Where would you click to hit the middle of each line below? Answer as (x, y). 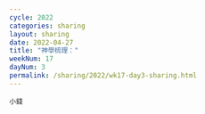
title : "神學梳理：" (44, 51)
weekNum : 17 (31, 59)
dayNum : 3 (28, 68)
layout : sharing (39, 34)
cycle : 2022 (31, 17)
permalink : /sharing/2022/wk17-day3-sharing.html (103, 76)
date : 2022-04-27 (41, 42)
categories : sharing (48, 26)
